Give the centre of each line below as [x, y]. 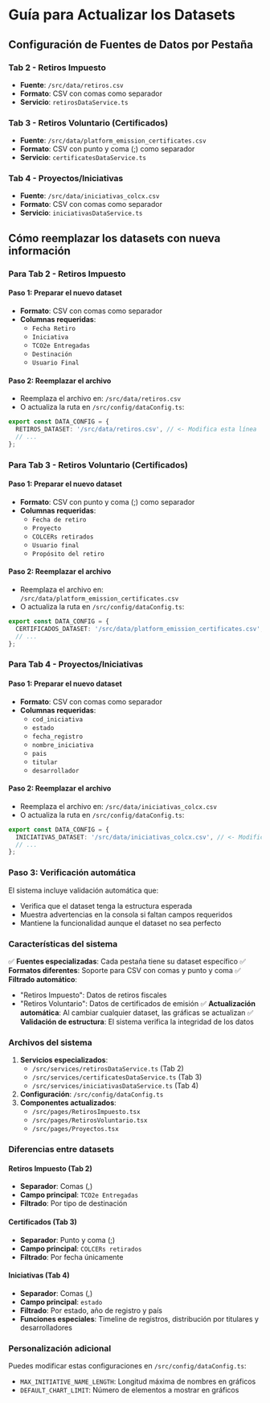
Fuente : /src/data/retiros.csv [72, 85]
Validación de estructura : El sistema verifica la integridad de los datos [137, 1021]
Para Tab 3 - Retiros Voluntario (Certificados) [98, 464]
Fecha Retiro [54, 328]
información [39, 251]
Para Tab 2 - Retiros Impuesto [67, 274]
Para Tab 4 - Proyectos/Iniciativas [76, 664]
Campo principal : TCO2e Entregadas [79, 1195]
